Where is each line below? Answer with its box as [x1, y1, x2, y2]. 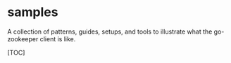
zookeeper [7, 34, 39, 43]
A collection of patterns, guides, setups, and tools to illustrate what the [7, 27, 213, 36]
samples [7, 4, 58, 20]
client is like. [39, 34, 76, 43]
